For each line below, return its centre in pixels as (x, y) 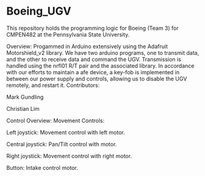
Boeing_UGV (39, 11)
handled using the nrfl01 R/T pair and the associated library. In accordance (100, 66)
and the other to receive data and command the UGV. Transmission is (94, 59)
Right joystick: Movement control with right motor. (69, 156)
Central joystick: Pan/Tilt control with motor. (62, 144)
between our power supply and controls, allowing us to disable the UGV (97, 79)
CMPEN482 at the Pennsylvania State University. (68, 34)
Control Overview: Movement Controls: (56, 121)
